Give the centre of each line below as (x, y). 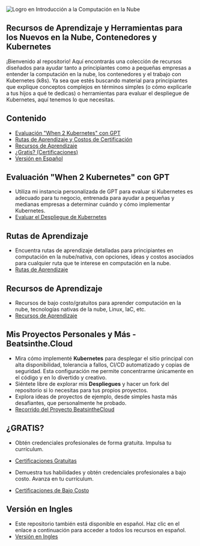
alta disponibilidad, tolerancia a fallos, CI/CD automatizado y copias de (102, 364)
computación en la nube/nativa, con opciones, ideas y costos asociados (104, 257)
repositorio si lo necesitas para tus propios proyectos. (81, 390)
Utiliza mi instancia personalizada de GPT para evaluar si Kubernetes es (104, 191)
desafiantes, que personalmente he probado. (71, 403)
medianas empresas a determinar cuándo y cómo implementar (92, 205)
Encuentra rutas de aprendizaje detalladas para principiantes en (94, 250)
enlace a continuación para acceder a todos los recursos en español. (100, 530)
